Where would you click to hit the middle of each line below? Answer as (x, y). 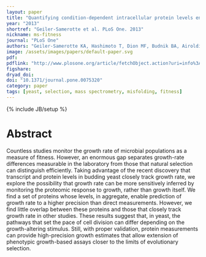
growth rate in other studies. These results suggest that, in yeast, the (93, 215)
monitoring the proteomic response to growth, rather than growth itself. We (101, 190)
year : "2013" (23, 23)
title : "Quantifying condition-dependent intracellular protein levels (100, 18)
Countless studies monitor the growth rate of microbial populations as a (97, 151)
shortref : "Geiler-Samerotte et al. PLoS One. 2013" (75, 29)
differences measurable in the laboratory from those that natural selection (100, 163)
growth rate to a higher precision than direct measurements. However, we (99, 203)
